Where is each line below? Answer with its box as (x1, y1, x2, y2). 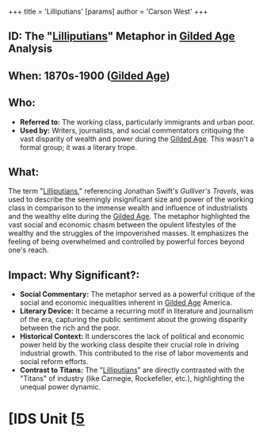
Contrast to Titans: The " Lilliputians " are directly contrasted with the (19, 365, 245, 375)
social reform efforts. (19, 357, 89, 367)
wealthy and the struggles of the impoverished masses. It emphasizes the (8, 229, 250, 238)
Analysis (8, 42, 53, 56)
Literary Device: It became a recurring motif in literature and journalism (19, 306, 253, 316)
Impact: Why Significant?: (8, 268, 140, 282)
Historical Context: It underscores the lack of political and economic (19, 332, 245, 341)
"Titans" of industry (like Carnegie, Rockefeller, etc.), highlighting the (19, 374, 245, 383)
